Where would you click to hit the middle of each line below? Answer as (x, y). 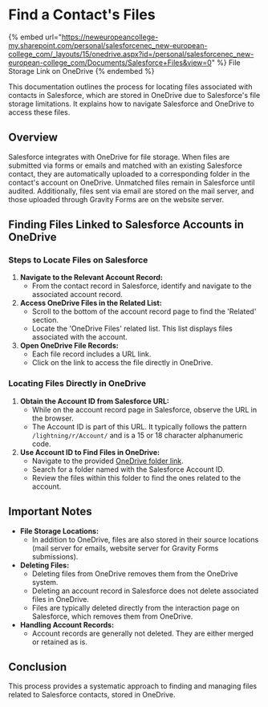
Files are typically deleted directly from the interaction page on (136, 607)
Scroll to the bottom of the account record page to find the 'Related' (144, 311)
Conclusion (38, 666)
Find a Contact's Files (82, 15)
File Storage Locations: (59, 530)
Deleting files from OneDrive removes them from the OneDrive (135, 573)
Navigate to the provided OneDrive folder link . (108, 461)
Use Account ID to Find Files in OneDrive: (90, 452)
